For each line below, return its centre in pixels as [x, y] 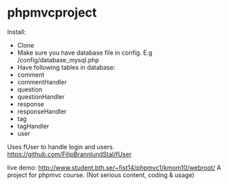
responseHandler [42, 111]
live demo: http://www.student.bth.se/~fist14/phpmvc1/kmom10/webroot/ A [114, 167]
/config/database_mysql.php [58, 59]
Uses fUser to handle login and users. [61, 147]
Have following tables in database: [66, 67]
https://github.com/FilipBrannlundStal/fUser [69, 154]
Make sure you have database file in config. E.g [85, 53]
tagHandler [33, 126]
